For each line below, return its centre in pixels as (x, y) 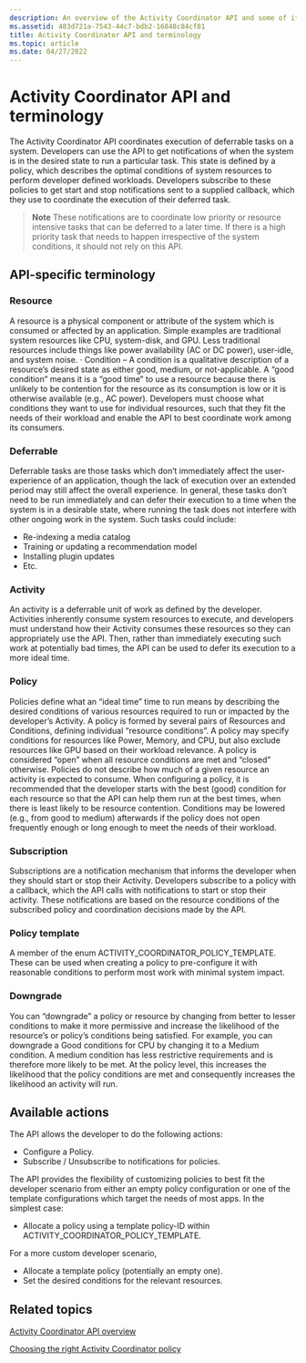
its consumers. (37, 427)
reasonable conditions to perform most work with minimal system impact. (147, 973)
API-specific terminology (83, 275)
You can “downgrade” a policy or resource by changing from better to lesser (153, 1016)
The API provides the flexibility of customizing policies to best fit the (138, 1179)
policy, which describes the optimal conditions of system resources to (141, 170)
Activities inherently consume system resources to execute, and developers (152, 619)
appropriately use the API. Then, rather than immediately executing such (145, 638)
